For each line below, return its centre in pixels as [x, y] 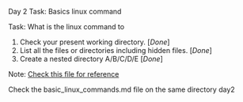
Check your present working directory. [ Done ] [95, 42]
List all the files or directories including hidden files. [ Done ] [116, 50]
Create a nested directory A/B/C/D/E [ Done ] [91, 59]
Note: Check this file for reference [64, 74]
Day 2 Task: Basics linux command [65, 11]
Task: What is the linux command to [66, 26]
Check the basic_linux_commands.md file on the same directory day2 [121, 89]
